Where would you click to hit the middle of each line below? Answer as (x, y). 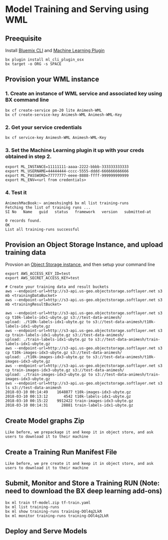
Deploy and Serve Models (46, 531)
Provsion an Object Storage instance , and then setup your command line (80, 265)
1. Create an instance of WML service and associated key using (84, 94)
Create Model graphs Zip (45, 420)
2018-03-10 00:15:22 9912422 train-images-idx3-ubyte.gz (69, 401)
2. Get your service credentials (44, 127)
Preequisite (24, 38)
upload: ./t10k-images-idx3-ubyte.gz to (48, 357)
